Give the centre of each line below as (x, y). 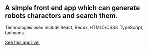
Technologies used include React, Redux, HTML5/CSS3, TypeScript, (74, 27)
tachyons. (15, 33)
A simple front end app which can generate (73, 8)
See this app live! (23, 42)
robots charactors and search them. (61, 16)
